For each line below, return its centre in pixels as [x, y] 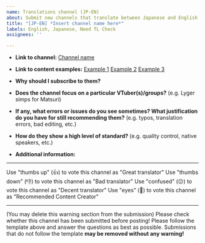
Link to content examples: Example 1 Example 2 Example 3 [90, 69]
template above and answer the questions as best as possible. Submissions [101, 227]
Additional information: [45, 154]
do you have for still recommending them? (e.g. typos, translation [99, 118]
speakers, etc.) [34, 143]
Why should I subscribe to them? [58, 81]
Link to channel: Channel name [55, 57]
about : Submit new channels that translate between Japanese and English [102, 18]
